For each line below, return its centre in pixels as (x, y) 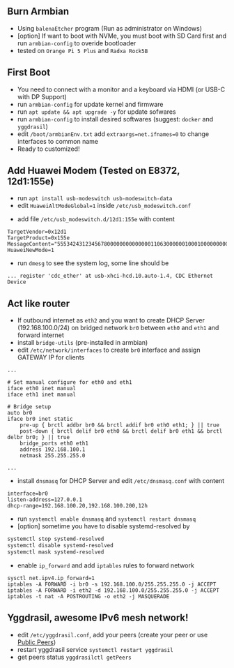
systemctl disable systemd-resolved (60, 546)
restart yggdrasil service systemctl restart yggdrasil (95, 649)
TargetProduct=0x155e (39, 238)
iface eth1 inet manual (42, 395)
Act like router (39, 303)
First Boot (29, 73)
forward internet (40, 335)
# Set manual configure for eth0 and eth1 (70, 383)
